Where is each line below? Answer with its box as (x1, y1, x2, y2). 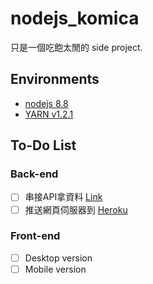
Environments (10, 71, 100, 88)
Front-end (10, 229, 61, 243)
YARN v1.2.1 (24, 108, 74, 120)
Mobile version (24, 263, 87, 275)
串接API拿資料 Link (24, 191, 103, 203)
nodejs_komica (10, 7, 140, 30)
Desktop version (24, 252, 93, 264)
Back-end (10, 167, 59, 181)
